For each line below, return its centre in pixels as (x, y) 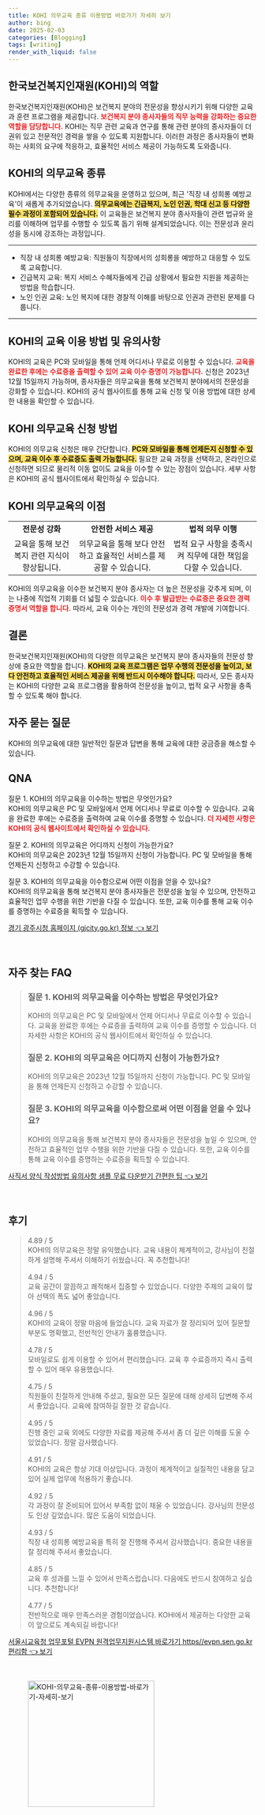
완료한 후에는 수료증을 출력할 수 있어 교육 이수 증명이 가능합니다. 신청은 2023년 (129, 372)
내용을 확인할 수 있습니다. (55, 401)
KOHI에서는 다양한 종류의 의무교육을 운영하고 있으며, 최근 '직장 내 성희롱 (119, 193)
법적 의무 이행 (213, 530)
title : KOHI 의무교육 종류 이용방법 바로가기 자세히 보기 (90, 15)
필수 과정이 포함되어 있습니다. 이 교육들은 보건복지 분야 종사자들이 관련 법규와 (127, 213)
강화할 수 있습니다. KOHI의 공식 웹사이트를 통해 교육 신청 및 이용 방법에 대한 (125, 391)
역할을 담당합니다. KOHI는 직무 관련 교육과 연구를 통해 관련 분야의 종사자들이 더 (130, 126)
